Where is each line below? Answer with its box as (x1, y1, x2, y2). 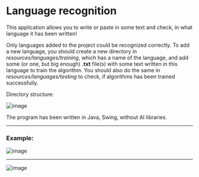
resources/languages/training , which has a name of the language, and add (6, 54, 188, 61)
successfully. (6, 79, 38, 86)
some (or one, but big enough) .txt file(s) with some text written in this (6, 60, 178, 67)
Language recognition (6, 4, 117, 18)
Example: (6, 134, 34, 142)
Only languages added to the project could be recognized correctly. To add (6, 41, 190, 49)
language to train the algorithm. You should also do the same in (6, 66, 161, 73)
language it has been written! (6, 30, 78, 37)
